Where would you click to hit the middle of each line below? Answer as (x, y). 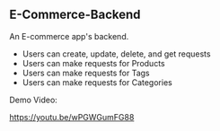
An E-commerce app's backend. (69, 36)
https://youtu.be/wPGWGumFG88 (72, 117)
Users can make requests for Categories (97, 82)
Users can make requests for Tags (86, 73)
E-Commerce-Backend (75, 15)
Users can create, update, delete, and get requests (116, 54)
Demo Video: (34, 100)
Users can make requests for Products (93, 63)
